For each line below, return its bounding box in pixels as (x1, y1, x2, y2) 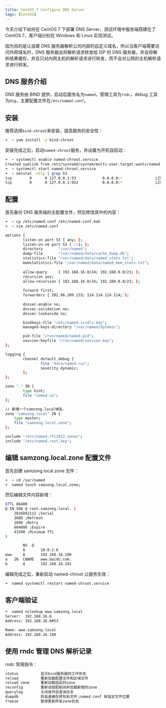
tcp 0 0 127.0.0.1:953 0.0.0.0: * (5, 180, 123, 185)
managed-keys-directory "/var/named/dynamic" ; (23, 324, 121, 330)
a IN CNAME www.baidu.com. (5, 557, 72, 562)
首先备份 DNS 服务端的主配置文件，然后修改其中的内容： (5, 209, 121, 215)
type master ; (14, 416, 41, 421)
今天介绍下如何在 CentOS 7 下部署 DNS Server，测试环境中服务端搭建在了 (5, 26, 156, 32)
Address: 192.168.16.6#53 (5, 619, 58, 624)
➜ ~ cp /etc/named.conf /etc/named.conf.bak (5, 219, 100, 224)
